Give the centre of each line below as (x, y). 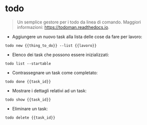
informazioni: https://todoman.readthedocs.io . (63, 27)
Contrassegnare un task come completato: (55, 73)
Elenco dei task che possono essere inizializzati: (61, 55)
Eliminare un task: (30, 108)
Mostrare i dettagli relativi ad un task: (49, 90)
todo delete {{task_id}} (30, 118)
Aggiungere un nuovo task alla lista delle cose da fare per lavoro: (77, 37)
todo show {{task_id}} (28, 100)
